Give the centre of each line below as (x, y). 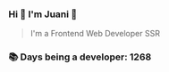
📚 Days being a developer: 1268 (80, 57)
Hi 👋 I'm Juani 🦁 (43, 14)
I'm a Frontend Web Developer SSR (95, 34)
